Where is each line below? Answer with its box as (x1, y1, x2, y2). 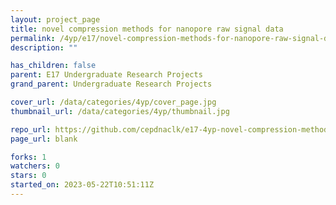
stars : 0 (10, 171, 47, 181)
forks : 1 (10, 152, 47, 162)
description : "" (10, 42, 78, 53)
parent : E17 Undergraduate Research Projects (10, 70, 203, 80)
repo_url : (10, 124, 52, 135)
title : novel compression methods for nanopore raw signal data (10, 24, 284, 34)
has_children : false (10, 61, 97, 71)
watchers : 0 (10, 161, 60, 171)
